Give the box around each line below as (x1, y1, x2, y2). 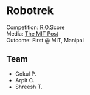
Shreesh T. (15, 83, 43, 90)
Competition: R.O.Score (6, 24, 65, 31)
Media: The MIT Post (6, 30, 59, 37)
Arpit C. (15, 76, 35, 84)
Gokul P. (15, 70, 36, 77)
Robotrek (6, 4, 54, 18)
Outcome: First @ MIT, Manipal (6, 36, 84, 44)
